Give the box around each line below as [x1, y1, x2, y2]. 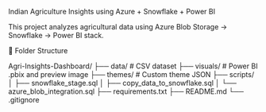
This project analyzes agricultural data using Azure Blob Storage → [8, 22, 228, 31]
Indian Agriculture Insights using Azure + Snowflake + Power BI [8, 7, 216, 16]
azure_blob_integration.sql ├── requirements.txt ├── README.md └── [8, 87, 245, 96]
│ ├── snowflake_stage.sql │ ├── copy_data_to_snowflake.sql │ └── [8, 79, 237, 87]
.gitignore [8, 95, 40, 104]
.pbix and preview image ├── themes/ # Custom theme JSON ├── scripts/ [8, 70, 255, 79]
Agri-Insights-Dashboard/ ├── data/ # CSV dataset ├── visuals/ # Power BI [8, 61, 258, 71]
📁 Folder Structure [8, 46, 68, 55]
